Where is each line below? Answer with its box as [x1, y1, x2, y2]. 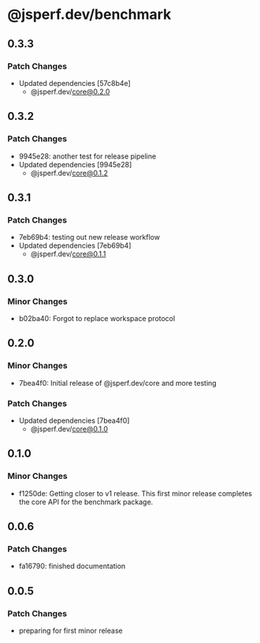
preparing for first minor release [18, 626, 123, 635]
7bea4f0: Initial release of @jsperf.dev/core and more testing [18, 378, 217, 387]
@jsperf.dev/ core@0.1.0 [30, 424, 108, 433]
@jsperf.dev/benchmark [7, 6, 172, 24]
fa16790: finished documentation [18, 562, 126, 571]
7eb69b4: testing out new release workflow [18, 233, 161, 242]
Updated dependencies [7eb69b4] [18, 241, 132, 250]
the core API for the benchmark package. [18, 497, 154, 507]
